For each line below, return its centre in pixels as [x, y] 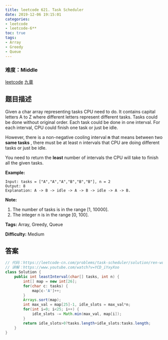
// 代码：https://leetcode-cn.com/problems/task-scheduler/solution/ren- [82, 263]
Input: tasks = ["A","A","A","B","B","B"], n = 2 [58, 181]
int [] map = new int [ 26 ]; [50, 281]
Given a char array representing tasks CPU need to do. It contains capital [80, 111]
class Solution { [23, 272]
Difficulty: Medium [25, 234]
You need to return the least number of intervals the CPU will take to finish [82, 157]
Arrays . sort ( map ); [42, 300]
